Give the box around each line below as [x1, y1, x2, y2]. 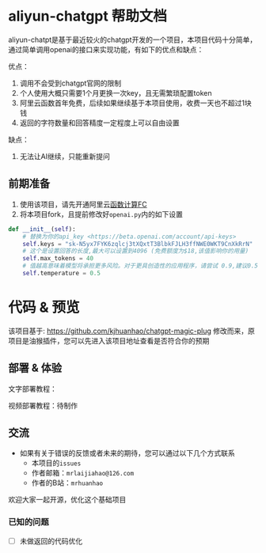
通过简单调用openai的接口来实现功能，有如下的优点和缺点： [8, 44, 204, 54]
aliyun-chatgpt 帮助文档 [8, 7, 168, 25]
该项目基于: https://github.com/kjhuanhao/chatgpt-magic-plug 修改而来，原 [8, 326, 256, 335]
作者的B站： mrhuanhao [31, 478, 104, 487]
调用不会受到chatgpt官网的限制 [19, 78, 122, 88]
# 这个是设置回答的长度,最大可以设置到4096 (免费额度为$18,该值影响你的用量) [22, 247, 249, 256]
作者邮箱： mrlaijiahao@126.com [31, 468, 135, 478]
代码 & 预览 [8, 298, 81, 316]
